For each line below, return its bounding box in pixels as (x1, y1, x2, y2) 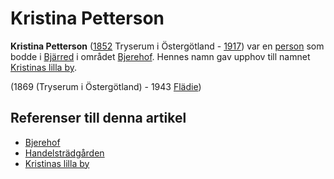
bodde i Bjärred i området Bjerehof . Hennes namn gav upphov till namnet (10, 50, 311, 62)
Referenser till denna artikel (10, 110, 187, 127)
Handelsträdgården (24, 147, 105, 159)
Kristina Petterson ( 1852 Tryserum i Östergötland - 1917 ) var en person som (10, 40, 325, 52)
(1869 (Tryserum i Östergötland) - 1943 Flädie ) (10, 80, 202, 92)
